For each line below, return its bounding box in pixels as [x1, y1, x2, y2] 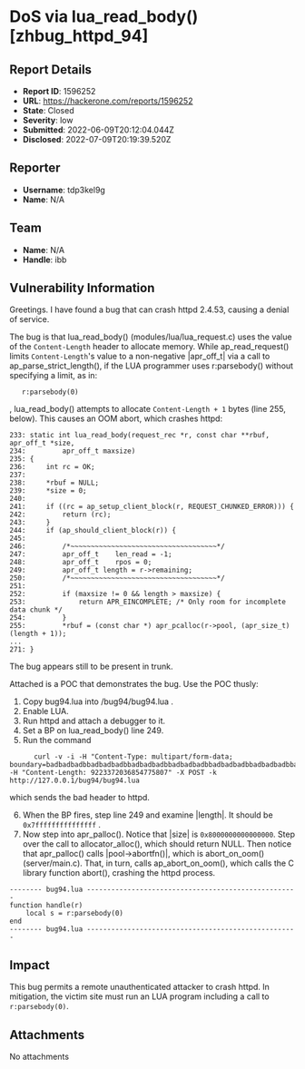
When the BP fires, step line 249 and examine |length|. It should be [22, 809, 274, 820]
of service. [9, 314, 50, 325]
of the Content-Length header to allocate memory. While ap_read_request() [9, 341, 290, 352]
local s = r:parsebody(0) [25, 909, 124, 918]
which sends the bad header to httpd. [9, 792, 150, 803]
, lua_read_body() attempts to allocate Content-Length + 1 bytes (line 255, [9, 404, 286, 415]
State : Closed [22, 105, 74, 115]
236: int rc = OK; [9, 463, 95, 472]
